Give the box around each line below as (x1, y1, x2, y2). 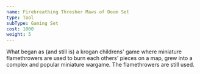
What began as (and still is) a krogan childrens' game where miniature (6, 48, 182, 55)
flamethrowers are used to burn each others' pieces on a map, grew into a (6, 55, 193, 62)
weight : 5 (6, 32, 32, 38)
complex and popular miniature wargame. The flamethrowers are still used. (6, 61, 195, 69)
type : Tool (6, 15, 34, 21)
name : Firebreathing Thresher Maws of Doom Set (6, 8, 130, 15)
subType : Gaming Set (6, 20, 59, 26)
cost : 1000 (6, 25, 34, 32)
